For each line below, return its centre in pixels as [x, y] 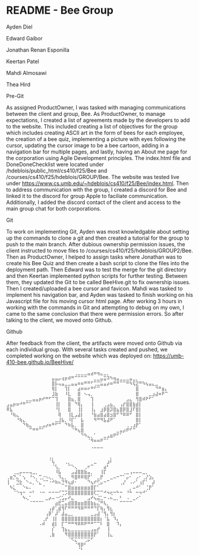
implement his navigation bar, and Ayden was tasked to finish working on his [99, 294]
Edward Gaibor [24, 38]
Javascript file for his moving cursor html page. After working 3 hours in [94, 301]
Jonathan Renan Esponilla [38, 50]
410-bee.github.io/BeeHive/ [40, 362]
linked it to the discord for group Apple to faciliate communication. [87, 196]
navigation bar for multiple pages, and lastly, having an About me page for [97, 152]
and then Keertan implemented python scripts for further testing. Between [97, 276]
